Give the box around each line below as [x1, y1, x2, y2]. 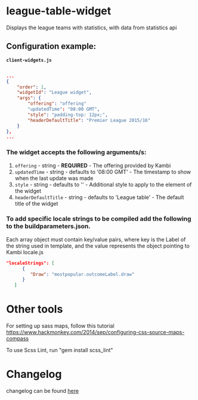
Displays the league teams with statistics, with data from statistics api [6, 24, 177, 31]
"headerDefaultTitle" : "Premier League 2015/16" [27, 117, 151, 123]
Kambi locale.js [6, 248, 44, 255]
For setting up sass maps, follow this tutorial [6, 322, 115, 329]
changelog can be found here [6, 387, 79, 395]
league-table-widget [6, 4, 112, 18]
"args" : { [17, 95, 42, 101]
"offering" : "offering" [27, 100, 86, 107]
